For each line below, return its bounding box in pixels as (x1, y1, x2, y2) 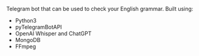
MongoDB (15, 37, 41, 43)
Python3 (15, 17, 37, 24)
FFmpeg (15, 43, 37, 50)
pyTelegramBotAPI (15, 24, 62, 30)
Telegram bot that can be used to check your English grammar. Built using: (6, 5, 194, 12)
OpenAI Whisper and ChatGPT (15, 30, 92, 37)
